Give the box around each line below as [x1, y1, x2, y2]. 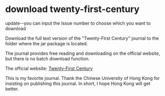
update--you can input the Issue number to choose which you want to [5, 20, 151, 26]
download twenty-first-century [5, 4, 140, 15]
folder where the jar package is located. [5, 40, 88, 46]
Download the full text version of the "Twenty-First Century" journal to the [5, 35, 159, 41]
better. [5, 85, 19, 91]
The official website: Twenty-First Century [5, 65, 93, 71]
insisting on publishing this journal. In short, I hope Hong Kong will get [5, 80, 150, 86]
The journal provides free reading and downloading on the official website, [5, 50, 160, 56]
